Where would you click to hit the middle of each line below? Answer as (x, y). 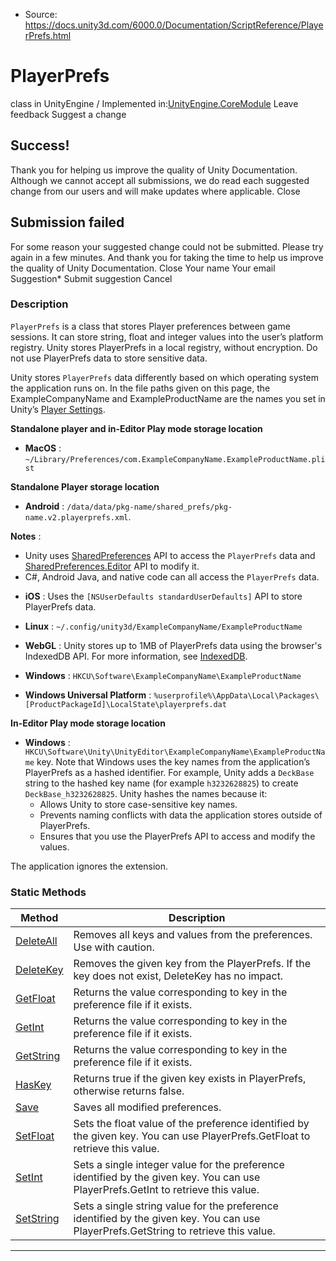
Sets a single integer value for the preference (179, 1165)
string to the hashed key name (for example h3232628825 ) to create (161, 783)
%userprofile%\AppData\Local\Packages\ (236, 695)
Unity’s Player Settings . (58, 409)
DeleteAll (36, 941)
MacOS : (43, 448)
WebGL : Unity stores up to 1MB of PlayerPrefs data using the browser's (173, 645)
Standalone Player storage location (85, 486)
